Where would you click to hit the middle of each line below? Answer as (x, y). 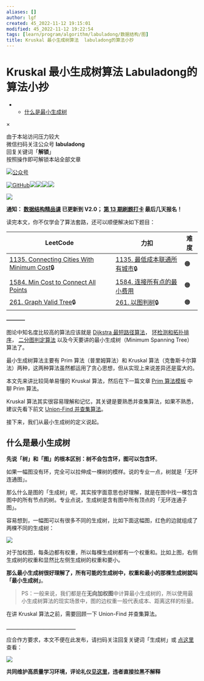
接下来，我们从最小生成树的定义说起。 (54, 422)
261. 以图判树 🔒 (137, 302)
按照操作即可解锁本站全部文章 (43, 159)
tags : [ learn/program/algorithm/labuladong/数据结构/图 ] (77, 35)
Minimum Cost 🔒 (32, 267)
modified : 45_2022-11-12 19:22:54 (50, 29)
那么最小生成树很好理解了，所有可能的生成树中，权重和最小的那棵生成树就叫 (102, 573)
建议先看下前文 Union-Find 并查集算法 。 (56, 409)
